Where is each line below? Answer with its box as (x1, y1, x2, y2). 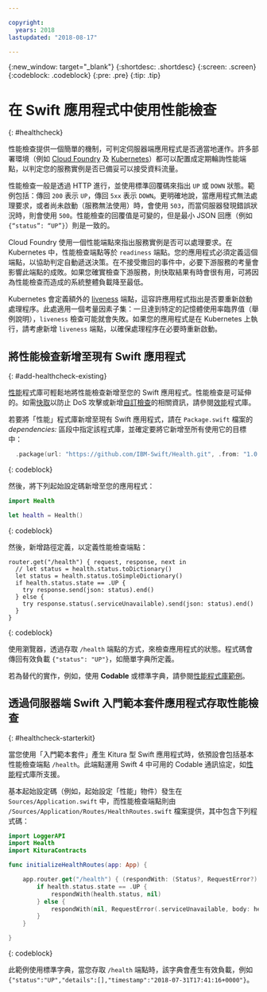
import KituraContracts (8, 846, 87, 855)
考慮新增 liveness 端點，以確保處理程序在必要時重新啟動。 (29, 324, 222, 334)
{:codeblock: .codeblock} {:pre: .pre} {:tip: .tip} (8, 71, 161, 80)
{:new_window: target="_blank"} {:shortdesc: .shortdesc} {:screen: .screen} (8, 62, 257, 72)
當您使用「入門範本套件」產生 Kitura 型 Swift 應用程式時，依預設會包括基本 (8, 749, 254, 759)
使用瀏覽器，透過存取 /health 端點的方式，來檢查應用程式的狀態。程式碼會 (8, 644, 253, 653)
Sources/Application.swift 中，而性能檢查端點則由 (8, 796, 176, 806)
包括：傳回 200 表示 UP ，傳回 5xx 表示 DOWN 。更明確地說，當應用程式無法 (14, 191, 251, 200)
